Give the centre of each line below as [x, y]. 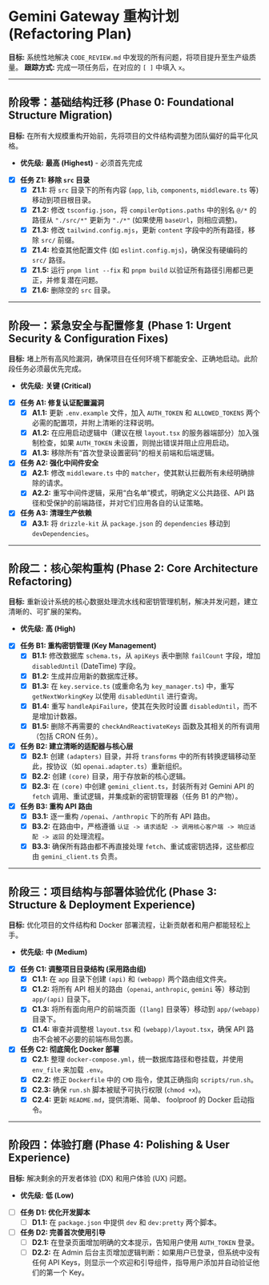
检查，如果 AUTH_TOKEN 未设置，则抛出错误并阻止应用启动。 [136, 443]
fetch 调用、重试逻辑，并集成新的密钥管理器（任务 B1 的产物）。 [137, 796]
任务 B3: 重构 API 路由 [56, 806]
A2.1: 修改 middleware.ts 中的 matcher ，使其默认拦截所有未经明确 [140, 473]
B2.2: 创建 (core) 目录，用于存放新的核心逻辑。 [111, 776]
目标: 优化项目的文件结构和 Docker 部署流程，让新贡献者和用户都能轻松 [126, 925]
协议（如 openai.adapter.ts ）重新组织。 [120, 766]
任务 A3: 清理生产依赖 [56, 513]
